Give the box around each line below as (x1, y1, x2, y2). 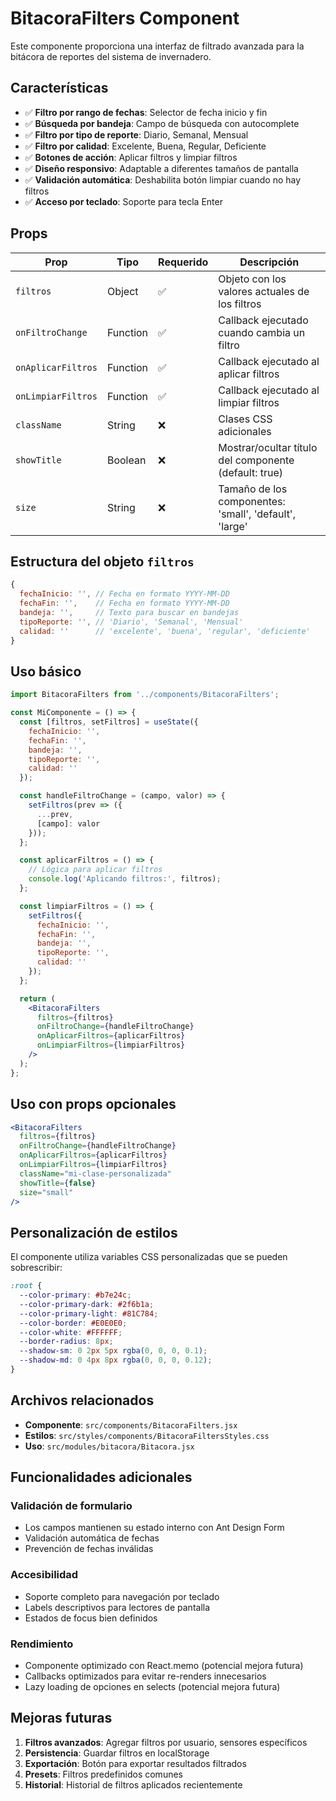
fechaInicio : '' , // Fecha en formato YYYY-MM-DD (19, 589, 230, 599)
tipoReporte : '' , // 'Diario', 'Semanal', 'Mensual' (19, 617, 244, 627)
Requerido (158, 255, 209, 269)
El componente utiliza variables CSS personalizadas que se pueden (10, 1251, 288, 1263)
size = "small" (19, 1187, 74, 1197)
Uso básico (10, 663, 82, 680)
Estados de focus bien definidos (24, 1612, 158, 1624)
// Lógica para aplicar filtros (28, 865, 163, 875)
